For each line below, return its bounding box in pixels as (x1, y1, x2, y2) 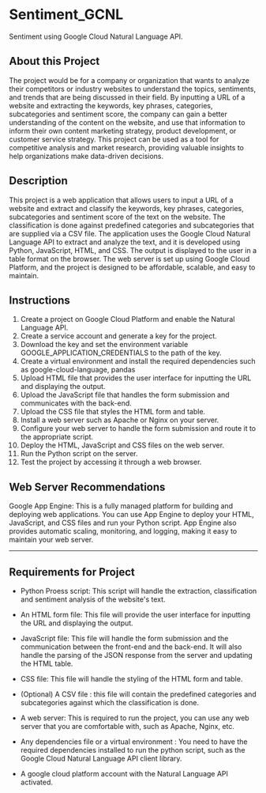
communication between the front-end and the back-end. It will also (20, 642, 242, 651)
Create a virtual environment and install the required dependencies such (20, 357, 256, 366)
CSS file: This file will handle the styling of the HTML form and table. (20, 674, 243, 683)
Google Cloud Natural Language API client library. (20, 753, 182, 763)
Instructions (9, 293, 70, 307)
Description (9, 174, 68, 187)
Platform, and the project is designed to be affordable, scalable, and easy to (9, 262, 256, 272)
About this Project (9, 55, 100, 68)
